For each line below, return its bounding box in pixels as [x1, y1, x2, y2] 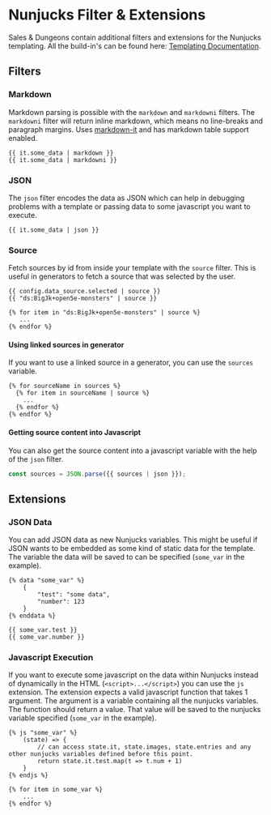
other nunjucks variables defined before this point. [8, 750, 194, 758]
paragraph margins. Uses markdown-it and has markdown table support [8, 124, 249, 134]
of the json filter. [8, 454, 64, 463]
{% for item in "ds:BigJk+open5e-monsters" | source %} [8, 309, 201, 317]
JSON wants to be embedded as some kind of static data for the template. [8, 544, 256, 553]
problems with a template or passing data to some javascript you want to [8, 201, 251, 211]
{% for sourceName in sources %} [8, 382, 121, 390]
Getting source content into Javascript [8, 428, 142, 437]
